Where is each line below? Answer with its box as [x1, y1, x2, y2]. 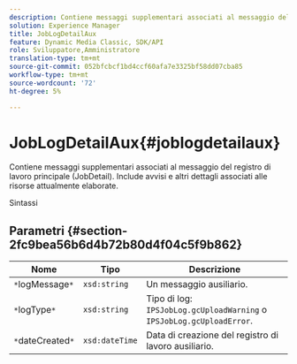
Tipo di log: [145, 292, 193, 305]
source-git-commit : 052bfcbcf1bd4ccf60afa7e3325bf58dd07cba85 [9, 63, 243, 72]
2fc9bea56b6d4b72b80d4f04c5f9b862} [9, 237, 243, 252]
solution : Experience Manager [9, 21, 121, 30]
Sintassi [9, 198, 38, 209]
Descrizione [188, 263, 241, 276]
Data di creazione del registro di [145, 329, 278, 341]
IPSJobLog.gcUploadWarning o [145, 304, 268, 316]
